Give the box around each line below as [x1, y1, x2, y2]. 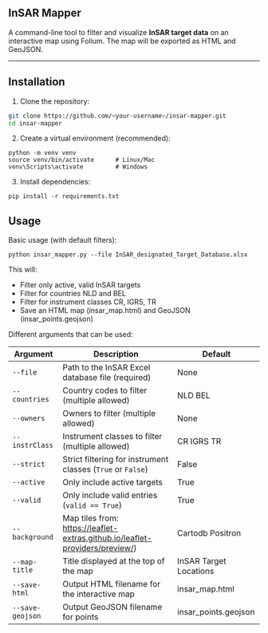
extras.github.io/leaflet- [62, 532, 153, 544]
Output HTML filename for [62, 579, 161, 590]
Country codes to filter [62, 385, 148, 396]
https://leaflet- [62, 523, 118, 534]
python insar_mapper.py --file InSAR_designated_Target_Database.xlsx [8, 251, 248, 259]
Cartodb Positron [176, 528, 242, 539]
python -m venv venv [8, 149, 77, 157]
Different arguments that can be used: [8, 330, 133, 339]
